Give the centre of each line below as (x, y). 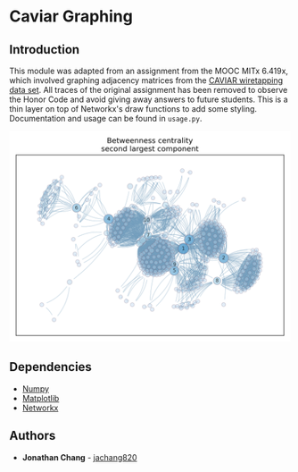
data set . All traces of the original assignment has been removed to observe (149, 90)
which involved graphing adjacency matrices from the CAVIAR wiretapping (146, 80)
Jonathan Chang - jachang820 (79, 457)
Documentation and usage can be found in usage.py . (106, 118)
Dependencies (50, 367)
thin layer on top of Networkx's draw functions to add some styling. (133, 109)
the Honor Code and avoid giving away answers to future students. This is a (149, 99)
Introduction (45, 50)
